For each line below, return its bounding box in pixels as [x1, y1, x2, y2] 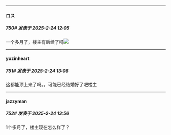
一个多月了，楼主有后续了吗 [6, 39, 64, 45]
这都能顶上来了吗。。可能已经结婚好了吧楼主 [6, 82, 97, 88]
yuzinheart [6, 55, 30, 61]
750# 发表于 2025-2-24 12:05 [6, 25, 70, 31]
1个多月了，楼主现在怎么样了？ [6, 124, 70, 130]
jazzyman [6, 98, 27, 104]
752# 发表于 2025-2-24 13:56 [6, 110, 70, 117]
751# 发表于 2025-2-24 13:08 [6, 68, 69, 74]
